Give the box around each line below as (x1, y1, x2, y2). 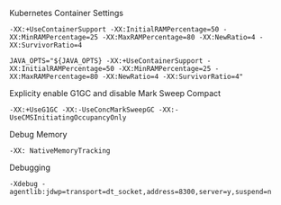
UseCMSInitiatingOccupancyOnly (9, 113, 127, 122)
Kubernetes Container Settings (9, 8, 124, 18)
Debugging (9, 162, 51, 173)
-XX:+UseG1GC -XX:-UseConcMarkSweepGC (9, 105, 155, 114)
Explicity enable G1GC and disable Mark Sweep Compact (9, 88, 222, 98)
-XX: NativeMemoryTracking (9, 147, 111, 156)
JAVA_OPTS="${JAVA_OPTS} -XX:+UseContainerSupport (9, 57, 204, 66)
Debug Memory (9, 129, 68, 139)
